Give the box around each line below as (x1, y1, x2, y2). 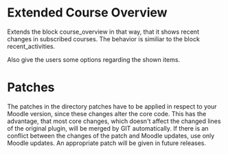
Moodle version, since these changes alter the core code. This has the (7, 109, 207, 118)
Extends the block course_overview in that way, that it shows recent (7, 27, 199, 36)
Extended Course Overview (7, 5, 168, 21)
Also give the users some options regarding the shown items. (7, 55, 181, 63)
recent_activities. (7, 42, 56, 50)
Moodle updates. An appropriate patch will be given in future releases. (7, 139, 207, 147)
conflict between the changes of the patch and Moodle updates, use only (7, 131, 215, 140)
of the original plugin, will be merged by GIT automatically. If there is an (7, 124, 209, 132)
